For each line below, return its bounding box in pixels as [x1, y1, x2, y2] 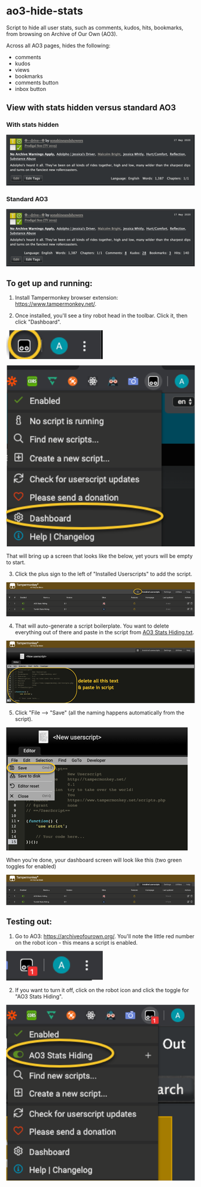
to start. [6, 558, 26, 566]
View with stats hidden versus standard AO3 [6, 103, 176, 113]
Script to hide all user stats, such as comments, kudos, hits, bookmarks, [6, 24, 184, 31]
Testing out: [6, 917, 53, 927]
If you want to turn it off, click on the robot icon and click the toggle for [14, 986, 190, 994]
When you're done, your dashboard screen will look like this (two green [6, 857, 182, 864]
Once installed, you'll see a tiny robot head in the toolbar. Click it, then [14, 312, 188, 319]
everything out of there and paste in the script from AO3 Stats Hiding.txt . [14, 629, 194, 636]
